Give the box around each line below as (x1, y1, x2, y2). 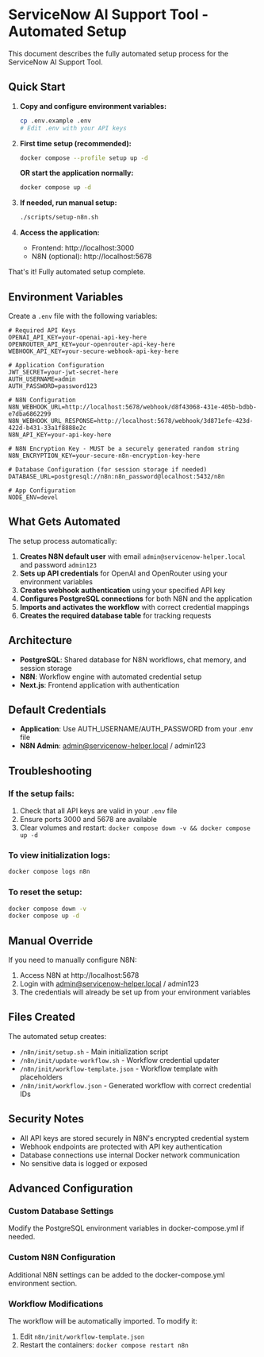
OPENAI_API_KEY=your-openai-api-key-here (8, 333, 147, 341)
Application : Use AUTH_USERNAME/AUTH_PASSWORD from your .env (19, 724, 254, 734)
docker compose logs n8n (8, 868, 90, 876)
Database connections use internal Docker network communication (19, 1150, 240, 1160)
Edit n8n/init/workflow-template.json (19, 1332, 145, 1341)
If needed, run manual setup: (19, 198, 117, 207)
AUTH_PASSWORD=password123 (8, 382, 98, 390)
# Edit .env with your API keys (19, 124, 127, 132)
